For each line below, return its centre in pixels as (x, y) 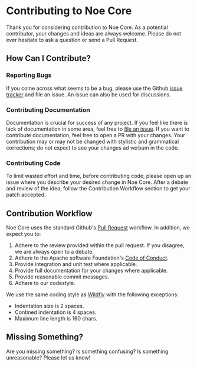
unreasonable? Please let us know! (48, 357)
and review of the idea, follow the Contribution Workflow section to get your (98, 189)
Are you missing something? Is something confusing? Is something (87, 351)
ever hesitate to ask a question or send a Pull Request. (72, 40)
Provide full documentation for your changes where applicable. (91, 271)
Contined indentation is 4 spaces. (55, 312)
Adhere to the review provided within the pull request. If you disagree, (99, 245)
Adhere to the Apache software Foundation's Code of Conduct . (92, 258)
